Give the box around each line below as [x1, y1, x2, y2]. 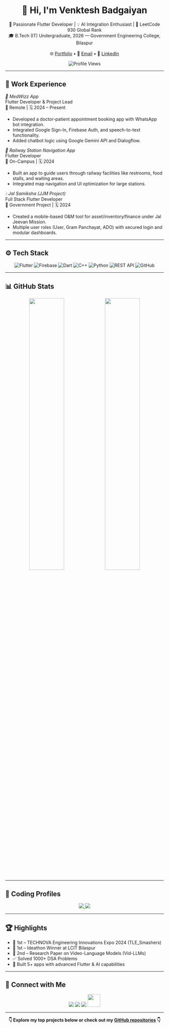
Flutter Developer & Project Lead [5, 98, 73, 105]
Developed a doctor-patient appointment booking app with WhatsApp [12, 116, 157, 122]
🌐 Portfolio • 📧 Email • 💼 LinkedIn [50, 50, 119, 56]
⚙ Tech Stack [5, 249, 49, 258]
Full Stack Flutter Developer [5, 196, 63, 202]
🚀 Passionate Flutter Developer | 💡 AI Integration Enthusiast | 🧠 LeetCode [9, 21, 160, 27]
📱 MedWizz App [5, 93, 39, 99]
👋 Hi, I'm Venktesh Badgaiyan [22, 5, 147, 16]
